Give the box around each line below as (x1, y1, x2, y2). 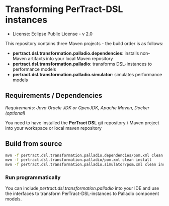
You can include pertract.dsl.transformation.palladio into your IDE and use (5, 185, 159, 191)
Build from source (5, 139, 62, 148)
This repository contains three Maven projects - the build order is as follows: (5, 40, 163, 46)
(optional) (5, 110, 26, 116)
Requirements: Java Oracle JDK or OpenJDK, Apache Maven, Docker (5, 104, 150, 111)
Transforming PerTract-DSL (5, 4, 123, 15)
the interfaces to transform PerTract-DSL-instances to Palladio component (5, 190, 159, 196)
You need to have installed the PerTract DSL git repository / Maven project (5, 119, 159, 126)
